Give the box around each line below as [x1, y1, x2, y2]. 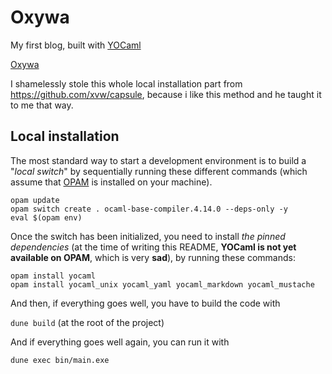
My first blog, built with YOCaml [10, 39, 142, 51]
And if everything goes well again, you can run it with [10, 336, 230, 348]
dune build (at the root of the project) [10, 316, 165, 328]
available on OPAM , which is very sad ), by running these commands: [10, 251, 296, 263]
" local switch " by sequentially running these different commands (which [10, 165, 308, 177]
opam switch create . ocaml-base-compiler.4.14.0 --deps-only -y [10, 204, 288, 214]
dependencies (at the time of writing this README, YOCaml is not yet [10, 241, 297, 253]
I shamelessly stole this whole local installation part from [10, 77, 243, 90]
